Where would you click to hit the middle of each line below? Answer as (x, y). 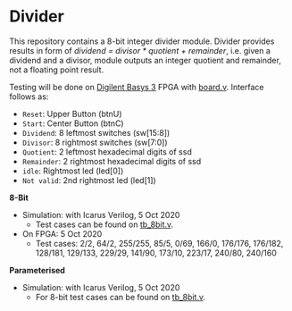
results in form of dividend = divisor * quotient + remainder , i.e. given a (140, 50)
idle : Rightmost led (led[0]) (73, 171)
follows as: (29, 97)
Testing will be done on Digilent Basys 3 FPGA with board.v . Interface (137, 87)
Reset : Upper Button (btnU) (72, 113)
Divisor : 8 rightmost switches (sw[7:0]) (95, 142)
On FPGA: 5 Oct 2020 (62, 233)
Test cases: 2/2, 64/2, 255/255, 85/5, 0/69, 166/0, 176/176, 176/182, (159, 243)
